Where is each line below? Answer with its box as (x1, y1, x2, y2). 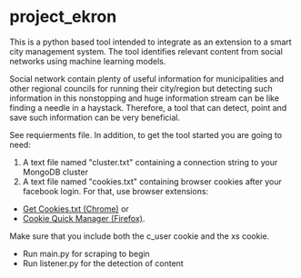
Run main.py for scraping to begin (22, 248, 150, 259)
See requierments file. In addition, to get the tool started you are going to (9, 129, 283, 140)
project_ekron (9, 6, 117, 27)
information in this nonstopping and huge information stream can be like (9, 93, 280, 104)
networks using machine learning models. (9, 55, 166, 66)
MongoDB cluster (22, 166, 89, 177)
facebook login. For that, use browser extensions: (22, 185, 209, 196)
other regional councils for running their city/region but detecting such (9, 83, 273, 94)
